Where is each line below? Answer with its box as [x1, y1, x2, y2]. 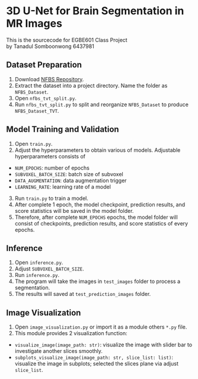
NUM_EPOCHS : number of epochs [14, 164, 90, 171]
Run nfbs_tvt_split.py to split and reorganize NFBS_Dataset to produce [14, 101, 189, 108]
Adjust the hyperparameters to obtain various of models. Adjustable [14, 146, 181, 154]
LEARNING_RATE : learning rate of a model [14, 183, 111, 190]
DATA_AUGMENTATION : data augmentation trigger [14, 177, 127, 184]
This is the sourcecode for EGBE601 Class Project [6, 36, 127, 43]
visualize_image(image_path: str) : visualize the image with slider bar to [14, 341, 193, 348]
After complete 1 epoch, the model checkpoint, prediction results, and [14, 200, 186, 208]
